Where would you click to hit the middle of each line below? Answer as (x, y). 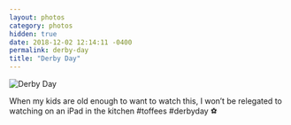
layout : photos (37, 17)
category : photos (41, 26)
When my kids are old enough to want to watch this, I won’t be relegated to (146, 101)
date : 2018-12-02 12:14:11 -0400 (71, 42)
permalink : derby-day (49, 51)
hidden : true (33, 34)
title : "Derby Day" (45, 59)
